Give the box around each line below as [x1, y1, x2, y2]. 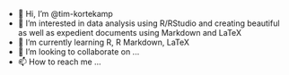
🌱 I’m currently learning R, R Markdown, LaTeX [17, 37, 190, 47]
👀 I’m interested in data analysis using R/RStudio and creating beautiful [17, 18, 280, 29]
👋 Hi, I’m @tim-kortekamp [17, 9, 114, 19]
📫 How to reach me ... [17, 56, 101, 67]
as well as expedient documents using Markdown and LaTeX [17, 28, 242, 37]
